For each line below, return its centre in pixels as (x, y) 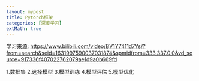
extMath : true (24, 28)
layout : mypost (25, 12)
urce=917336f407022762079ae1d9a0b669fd (62, 59)
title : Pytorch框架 (30, 17)
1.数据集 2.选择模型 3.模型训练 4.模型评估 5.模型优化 (70, 72)
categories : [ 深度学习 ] (34, 23)
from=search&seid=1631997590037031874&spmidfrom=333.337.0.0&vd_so (99, 53)
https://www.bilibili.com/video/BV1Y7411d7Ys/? (88, 46)
